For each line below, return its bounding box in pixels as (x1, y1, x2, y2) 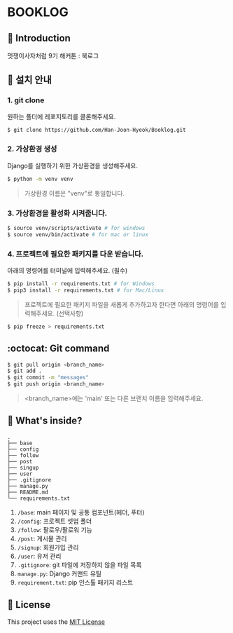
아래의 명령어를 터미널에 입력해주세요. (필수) (7, 266, 128, 275)
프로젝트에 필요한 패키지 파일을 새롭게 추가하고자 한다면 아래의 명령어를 (24, 300, 219, 308)
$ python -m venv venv (7, 175, 73, 182)
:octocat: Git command (7, 343, 110, 355)
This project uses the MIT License (7, 618, 105, 626)
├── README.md (7, 489, 49, 496)
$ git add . (7, 367, 42, 375)
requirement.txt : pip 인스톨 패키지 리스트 (17, 578, 134, 586)
